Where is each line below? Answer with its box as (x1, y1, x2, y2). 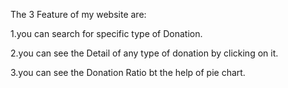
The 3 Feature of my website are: (10, 9, 147, 20)
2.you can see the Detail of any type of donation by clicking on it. (10, 47, 279, 59)
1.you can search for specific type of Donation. (10, 28, 203, 39)
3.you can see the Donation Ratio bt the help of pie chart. (10, 67, 246, 78)
